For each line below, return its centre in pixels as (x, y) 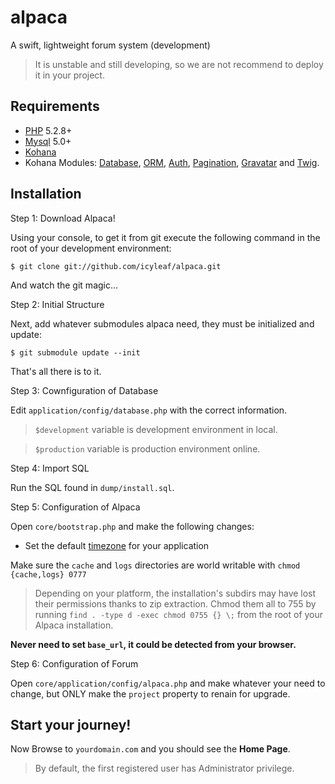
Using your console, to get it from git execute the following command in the (165, 237)
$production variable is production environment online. (147, 448)
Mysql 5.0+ (48, 141)
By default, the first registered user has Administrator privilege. (164, 768)
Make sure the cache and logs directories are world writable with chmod (155, 565)
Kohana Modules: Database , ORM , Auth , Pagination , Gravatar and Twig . (172, 162)
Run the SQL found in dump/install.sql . (92, 487)
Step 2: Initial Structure (57, 304)
